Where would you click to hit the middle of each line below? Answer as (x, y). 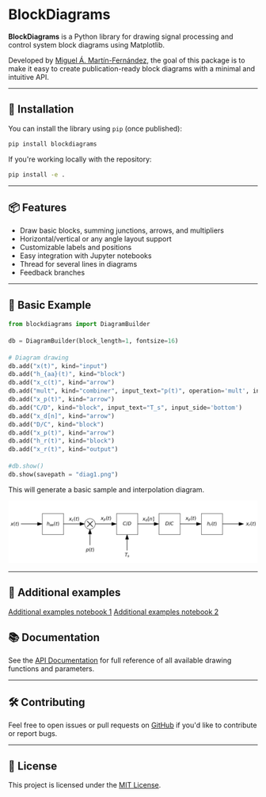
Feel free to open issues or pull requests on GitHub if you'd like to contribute (133, 725)
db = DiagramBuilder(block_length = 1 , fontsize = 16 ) (93, 341)
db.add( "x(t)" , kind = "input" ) (58, 366)
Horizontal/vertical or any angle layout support (95, 239)
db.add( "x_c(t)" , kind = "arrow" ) (61, 383)
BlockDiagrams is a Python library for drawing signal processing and (121, 36)
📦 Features (38, 207)
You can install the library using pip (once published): (95, 128)
